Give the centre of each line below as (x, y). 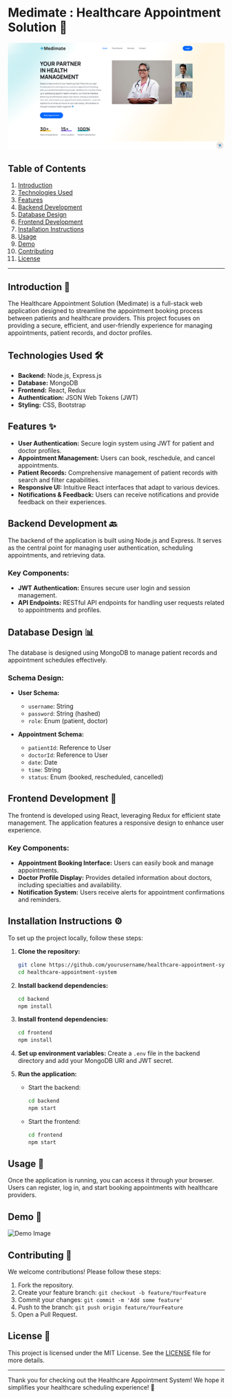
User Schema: (39, 693)
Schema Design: (36, 678)
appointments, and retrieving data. (57, 555)
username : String (51, 706)
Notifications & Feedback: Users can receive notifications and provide (118, 495)
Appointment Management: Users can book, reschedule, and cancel (116, 458)
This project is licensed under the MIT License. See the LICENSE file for (109, 1352)
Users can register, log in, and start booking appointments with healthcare (113, 1188)
